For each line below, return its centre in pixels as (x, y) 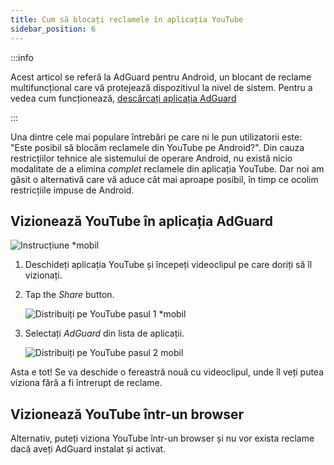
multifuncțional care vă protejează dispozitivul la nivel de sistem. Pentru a (161, 87)
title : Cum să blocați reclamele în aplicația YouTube (127, 19)
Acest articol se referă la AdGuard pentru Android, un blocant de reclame (161, 77)
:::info (22, 57)
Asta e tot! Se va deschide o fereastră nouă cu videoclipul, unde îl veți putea (167, 372)
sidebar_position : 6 (53, 29)
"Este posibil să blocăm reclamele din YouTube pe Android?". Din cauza (157, 147)
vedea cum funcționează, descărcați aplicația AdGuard (123, 98)
